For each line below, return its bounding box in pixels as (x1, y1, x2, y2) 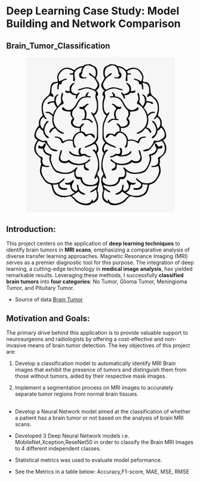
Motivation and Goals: (6, 313, 90, 323)
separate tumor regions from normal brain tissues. (14, 390, 139, 398)
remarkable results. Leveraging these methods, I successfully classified (6, 272, 184, 279)
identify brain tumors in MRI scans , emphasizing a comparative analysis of (6, 246, 190, 253)
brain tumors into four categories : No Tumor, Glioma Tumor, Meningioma (6, 278, 187, 285)
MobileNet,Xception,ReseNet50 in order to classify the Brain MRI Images (14, 438, 194, 446)
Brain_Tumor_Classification (6, 41, 110, 51)
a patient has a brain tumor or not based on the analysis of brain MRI (14, 414, 184, 421)
